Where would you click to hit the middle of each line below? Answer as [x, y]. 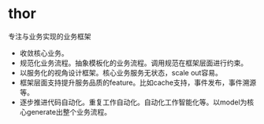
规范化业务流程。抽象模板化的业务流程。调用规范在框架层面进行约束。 [134, 63]
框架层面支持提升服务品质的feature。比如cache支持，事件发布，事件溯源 [138, 82]
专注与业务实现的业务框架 [50, 36]
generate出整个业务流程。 [69, 111]
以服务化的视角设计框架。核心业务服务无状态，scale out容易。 [121, 72]
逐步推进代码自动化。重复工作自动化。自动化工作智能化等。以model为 [133, 102]
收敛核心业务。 [44, 53]
